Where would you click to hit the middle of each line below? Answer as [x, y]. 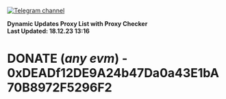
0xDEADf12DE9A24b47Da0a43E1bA [113, 73]
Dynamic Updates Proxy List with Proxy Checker [77, 24]
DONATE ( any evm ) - [67, 59]
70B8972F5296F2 [60, 88]
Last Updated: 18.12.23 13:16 [49, 31]
